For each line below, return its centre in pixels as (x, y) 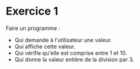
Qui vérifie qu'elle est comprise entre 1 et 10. (71, 53)
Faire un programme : (33, 28)
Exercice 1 (32, 11)
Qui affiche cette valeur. (45, 46)
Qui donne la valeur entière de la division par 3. (74, 59)
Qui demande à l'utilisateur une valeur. (63, 40)
